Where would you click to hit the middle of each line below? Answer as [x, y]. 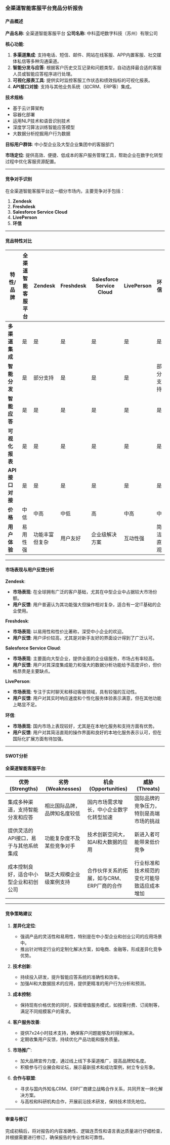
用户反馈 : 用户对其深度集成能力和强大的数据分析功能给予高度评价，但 [85, 665]
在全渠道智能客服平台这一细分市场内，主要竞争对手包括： [65, 191]
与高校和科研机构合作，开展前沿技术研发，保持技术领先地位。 [84, 1102]
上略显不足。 [26, 704]
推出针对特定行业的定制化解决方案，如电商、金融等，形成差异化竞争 [91, 949]
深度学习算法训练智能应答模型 [44, 127]
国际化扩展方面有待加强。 [39, 739]
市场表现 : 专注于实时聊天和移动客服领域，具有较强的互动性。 [76, 692]
